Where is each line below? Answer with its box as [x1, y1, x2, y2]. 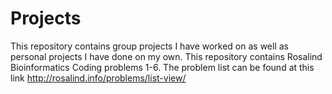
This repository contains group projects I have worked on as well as [10, 40, 289, 52]
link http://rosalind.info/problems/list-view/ [10, 72, 187, 84]
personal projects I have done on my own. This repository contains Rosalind [10, 50, 323, 62]
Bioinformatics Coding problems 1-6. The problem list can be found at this [10, 61, 315, 73]
